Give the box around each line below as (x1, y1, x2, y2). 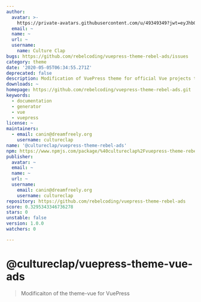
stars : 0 (6, 209, 28, 216)
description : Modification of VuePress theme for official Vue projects (6, 75, 191, 81)
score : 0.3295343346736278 (6, 204, 74, 210)
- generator (11, 103, 42, 110)
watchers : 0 (6, 226, 36, 232)
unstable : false (6, 215, 47, 221)
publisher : (6, 153, 33, 159)
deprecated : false (6, 70, 52, 76)
